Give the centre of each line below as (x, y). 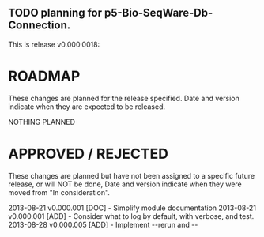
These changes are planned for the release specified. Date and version (124, 98)
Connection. (40, 26)
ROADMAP (44, 76)
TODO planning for (55, 13)
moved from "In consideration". (59, 192)
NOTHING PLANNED (42, 122)
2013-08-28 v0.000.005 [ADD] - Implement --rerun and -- (103, 224)
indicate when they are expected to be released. (87, 107)
